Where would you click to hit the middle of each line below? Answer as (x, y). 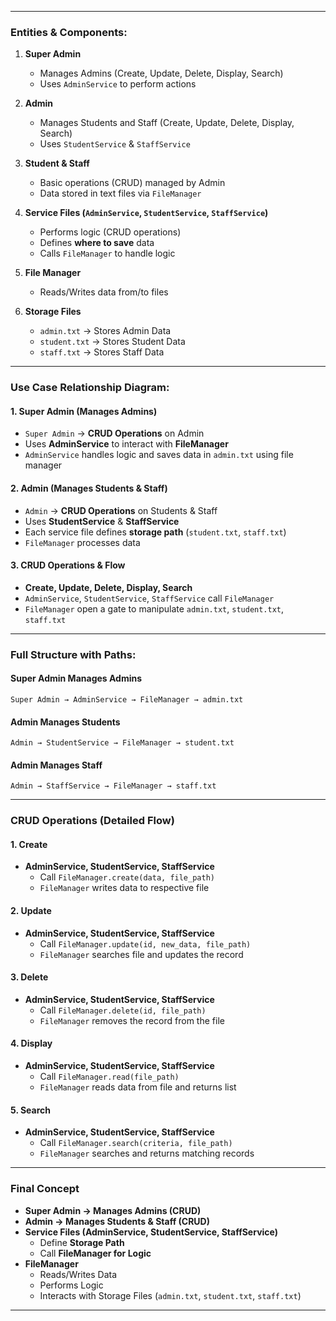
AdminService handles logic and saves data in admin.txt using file (159, 455)
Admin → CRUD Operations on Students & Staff (121, 510)
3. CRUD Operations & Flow (68, 565)
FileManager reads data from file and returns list (138, 1087)
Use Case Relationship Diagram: (90, 388)
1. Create (29, 844)
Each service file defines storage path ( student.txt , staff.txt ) (155, 532)
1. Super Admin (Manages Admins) (84, 411)
